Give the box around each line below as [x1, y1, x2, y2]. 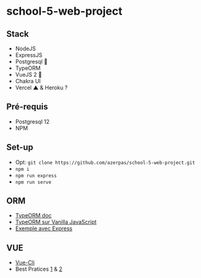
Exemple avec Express [15, 225, 72, 232]
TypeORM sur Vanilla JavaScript [15, 219, 97, 226]
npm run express [15, 173, 57, 179]
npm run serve [15, 179, 51, 185]
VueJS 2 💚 [15, 71, 42, 78]
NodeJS [15, 45, 36, 52]
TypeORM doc [15, 212, 52, 219]
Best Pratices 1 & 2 [15, 265, 63, 273]
